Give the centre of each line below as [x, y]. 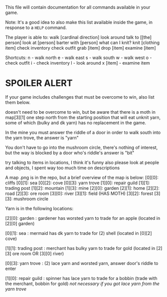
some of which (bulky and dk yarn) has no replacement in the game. [76, 123]
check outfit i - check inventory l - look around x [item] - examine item [78, 63]
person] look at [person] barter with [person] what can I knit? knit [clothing [82, 43]
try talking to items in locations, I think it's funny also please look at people [82, 162]
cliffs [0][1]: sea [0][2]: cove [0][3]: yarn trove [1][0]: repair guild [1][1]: [78, 183]
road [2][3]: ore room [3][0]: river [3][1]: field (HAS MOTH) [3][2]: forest [79, 193]
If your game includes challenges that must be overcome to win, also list [80, 97]
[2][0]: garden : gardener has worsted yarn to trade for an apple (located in [83, 218]
